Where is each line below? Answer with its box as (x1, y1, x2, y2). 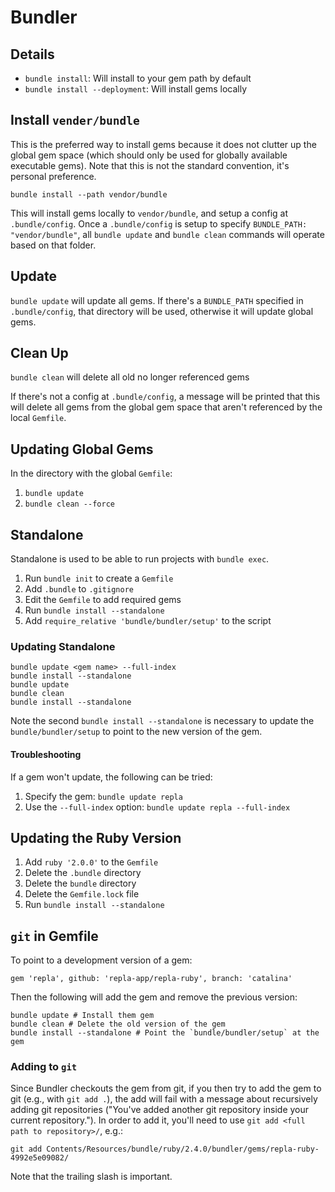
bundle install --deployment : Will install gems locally (24, 83, 248, 95)
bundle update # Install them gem (10, 1011, 155, 1021)
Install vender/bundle (10, 112, 140, 129)
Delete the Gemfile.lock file (24, 888, 140, 900)
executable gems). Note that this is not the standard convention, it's (10, 159, 290, 171)
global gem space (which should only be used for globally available (10, 149, 288, 161)
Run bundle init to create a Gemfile (24, 572, 174, 585)
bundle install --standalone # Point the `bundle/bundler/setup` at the (10, 1028, 320, 1038)
